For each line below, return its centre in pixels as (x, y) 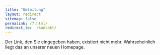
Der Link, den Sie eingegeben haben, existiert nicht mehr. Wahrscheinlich (80, 42)
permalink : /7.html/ (27, 23)
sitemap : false (21, 19)
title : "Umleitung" (25, 10)
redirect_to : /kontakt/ (31, 28)
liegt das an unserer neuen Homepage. (45, 47)
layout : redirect (23, 14)
